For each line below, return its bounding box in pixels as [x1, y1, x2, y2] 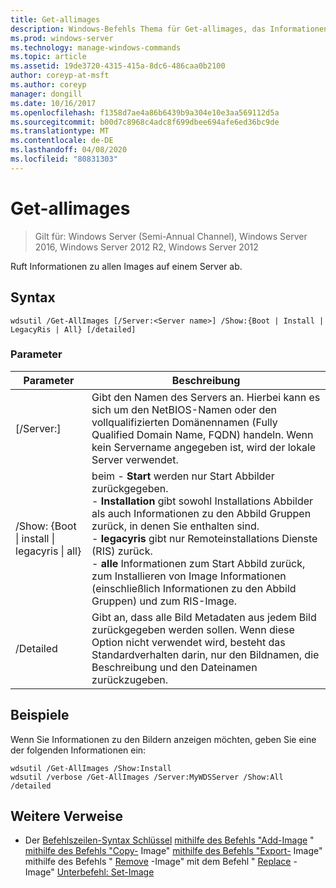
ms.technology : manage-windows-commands [10, 42, 182, 53]
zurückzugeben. [91, 672, 169, 686]
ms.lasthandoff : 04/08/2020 [10, 145, 128, 155]
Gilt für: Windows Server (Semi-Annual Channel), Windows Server [34, 230, 308, 242]
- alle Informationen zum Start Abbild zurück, [91, 556, 306, 570]
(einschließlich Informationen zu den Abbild [91, 581, 297, 595]
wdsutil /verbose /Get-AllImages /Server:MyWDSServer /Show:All [10, 772, 284, 782]
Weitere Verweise [10, 808, 124, 825]
